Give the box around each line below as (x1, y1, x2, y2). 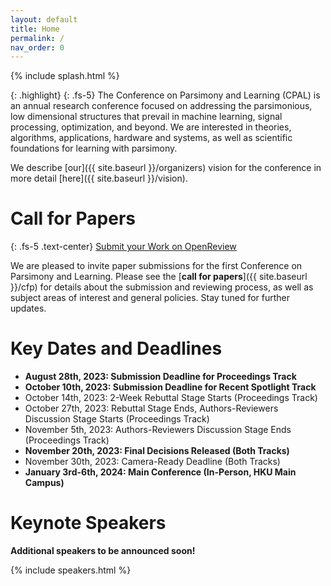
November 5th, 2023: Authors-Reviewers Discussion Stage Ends (24, 424, 292, 436)
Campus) (24, 477, 65, 489)
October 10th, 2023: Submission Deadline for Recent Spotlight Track (24, 381, 317, 393)
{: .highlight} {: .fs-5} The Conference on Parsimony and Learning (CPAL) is (10, 89, 321, 101)
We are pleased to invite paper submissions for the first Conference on (10, 260, 303, 272)
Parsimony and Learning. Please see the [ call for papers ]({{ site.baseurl (10, 271, 308, 283)
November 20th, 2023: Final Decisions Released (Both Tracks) (24, 445, 290, 457)
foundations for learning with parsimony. (10, 142, 178, 155)
